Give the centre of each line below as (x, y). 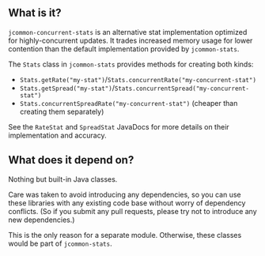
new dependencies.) (42, 220)
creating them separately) (62, 111)
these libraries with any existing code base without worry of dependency (127, 203)
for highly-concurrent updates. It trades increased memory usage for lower (131, 40)
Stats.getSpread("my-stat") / (67, 88)
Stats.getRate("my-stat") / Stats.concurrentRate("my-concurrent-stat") (138, 79)
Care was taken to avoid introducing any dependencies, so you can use (125, 194)
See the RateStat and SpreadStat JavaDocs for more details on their (119, 126)
